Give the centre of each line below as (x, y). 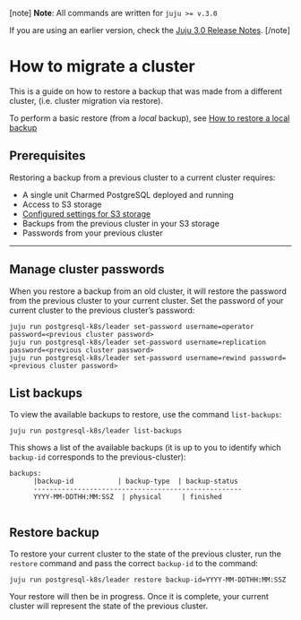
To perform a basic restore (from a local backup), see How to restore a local (150, 118)
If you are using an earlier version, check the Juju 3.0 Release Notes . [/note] (150, 30)
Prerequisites (47, 156)
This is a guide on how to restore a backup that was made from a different (146, 91)
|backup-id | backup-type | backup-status (136, 482)
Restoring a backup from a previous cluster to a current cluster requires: (142, 177)
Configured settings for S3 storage (86, 213)
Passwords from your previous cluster (92, 233)
